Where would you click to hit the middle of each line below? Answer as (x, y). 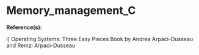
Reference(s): (24, 27)
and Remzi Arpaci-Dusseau (41, 45)
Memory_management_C (71, 11)
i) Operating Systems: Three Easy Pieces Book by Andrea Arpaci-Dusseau (100, 39)
